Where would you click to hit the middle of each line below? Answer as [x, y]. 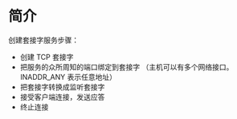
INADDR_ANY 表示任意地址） [68, 77]
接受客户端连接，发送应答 [62, 97]
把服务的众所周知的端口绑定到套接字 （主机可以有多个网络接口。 [127, 67]
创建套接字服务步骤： [43, 40]
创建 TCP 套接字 [47, 57]
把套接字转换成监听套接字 [62, 87]
